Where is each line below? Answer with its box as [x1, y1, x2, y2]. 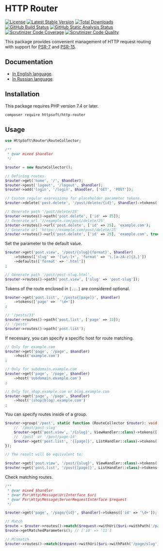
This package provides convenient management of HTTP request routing [5, 38, 151, 44]
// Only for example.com [5, 344, 55, 350]
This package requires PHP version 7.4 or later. [5, 103, 99, 109]
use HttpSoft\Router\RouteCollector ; [5, 138, 81, 143]
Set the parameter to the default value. [5, 241, 82, 247]
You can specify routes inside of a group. [5, 411, 87, 417]
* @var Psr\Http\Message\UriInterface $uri [7, 492, 97, 498]
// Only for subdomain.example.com [5, 367, 77, 372]
